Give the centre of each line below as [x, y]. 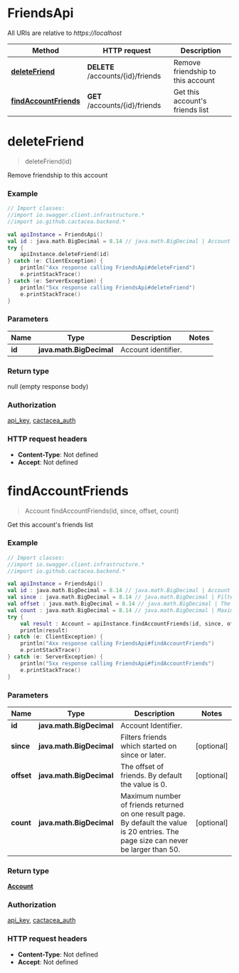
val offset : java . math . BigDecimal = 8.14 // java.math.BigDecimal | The [119, 604]
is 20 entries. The [150, 831]
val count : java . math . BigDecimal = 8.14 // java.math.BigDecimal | [111, 610]
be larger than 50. [150, 849]
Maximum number [151, 795]
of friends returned [152, 805]
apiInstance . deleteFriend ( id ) [65, 255]
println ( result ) [44, 630]
